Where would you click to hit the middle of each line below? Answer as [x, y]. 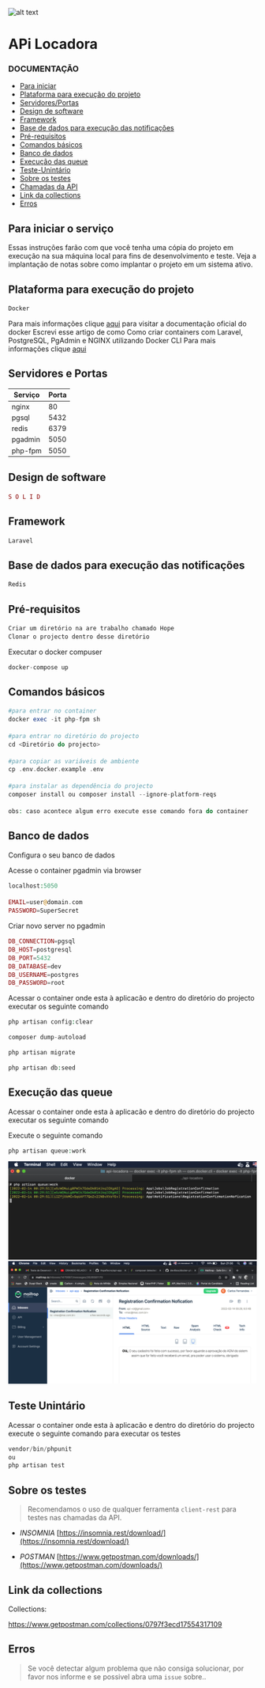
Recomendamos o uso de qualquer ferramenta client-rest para [132, 1509]
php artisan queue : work [47, 1151]
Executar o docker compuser [55, 652]
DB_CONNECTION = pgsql [42, 941]
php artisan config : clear [50, 1022]
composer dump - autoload [47, 1037]
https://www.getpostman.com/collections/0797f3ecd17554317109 [115, 1624]
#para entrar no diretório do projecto [74, 736]
